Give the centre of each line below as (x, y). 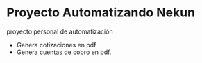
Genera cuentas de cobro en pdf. (64, 52)
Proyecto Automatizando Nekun (101, 13)
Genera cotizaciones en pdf (56, 45)
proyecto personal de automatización (60, 32)
